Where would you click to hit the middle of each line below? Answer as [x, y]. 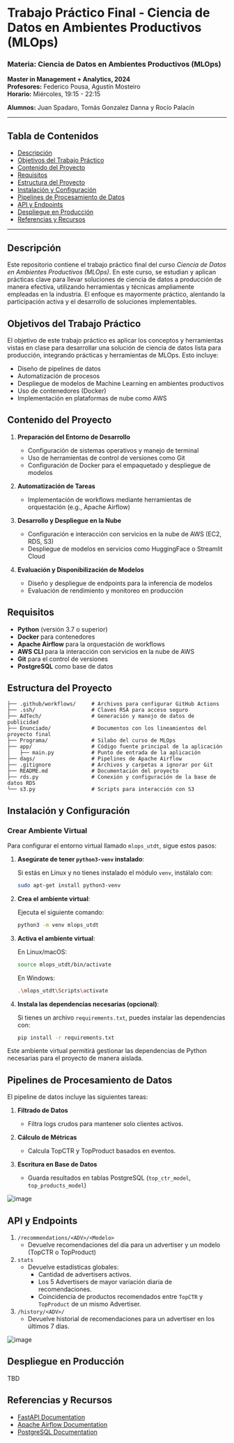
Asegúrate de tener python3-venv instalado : [81, 859]
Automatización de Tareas [56, 486]
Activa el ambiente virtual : [56, 938]
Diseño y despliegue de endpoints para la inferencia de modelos [120, 583]
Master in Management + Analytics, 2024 [69, 79]
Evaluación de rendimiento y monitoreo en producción [105, 591]
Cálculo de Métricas [47, 1137]
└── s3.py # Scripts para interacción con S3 [101, 789]
